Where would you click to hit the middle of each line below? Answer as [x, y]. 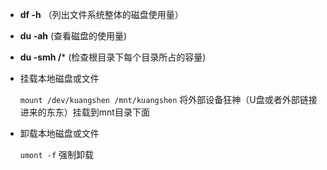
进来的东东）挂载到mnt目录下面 [84, 112]
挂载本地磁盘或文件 [59, 78]
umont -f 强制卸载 [57, 154]
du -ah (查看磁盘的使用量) [73, 36]
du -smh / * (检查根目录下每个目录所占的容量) [113, 57]
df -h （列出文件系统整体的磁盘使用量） [101, 14]
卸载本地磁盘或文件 [59, 133]
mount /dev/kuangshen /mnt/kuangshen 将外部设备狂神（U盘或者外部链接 [168, 99]
